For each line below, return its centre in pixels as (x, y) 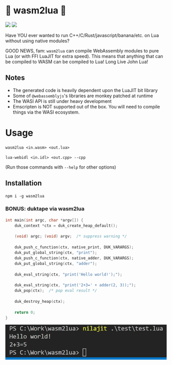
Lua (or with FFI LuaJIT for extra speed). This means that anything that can (84, 56)
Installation (24, 183)
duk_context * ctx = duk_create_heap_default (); (66, 226)
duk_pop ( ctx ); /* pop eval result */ (56, 291)
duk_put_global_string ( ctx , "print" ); (56, 253)
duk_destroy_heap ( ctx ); (40, 301)
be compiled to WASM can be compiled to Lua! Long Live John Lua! (77, 62)
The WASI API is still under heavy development (62, 101)
